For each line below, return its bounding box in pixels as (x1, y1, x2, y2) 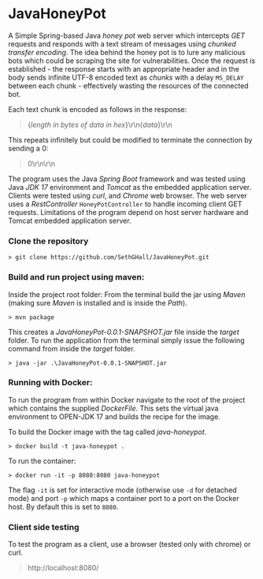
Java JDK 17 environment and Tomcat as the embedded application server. (8, 182, 252, 191)
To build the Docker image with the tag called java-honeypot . (8, 427, 207, 436)
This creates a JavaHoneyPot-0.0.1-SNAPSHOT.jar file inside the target (8, 327, 240, 336)
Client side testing (8, 521, 80, 533)
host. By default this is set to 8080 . (8, 502, 119, 511)
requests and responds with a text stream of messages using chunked (8, 39, 236, 48)
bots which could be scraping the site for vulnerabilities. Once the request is (8, 56, 256, 65)
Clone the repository (8, 236, 89, 247)
